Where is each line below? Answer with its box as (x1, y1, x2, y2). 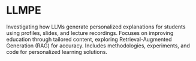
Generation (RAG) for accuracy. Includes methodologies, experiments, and (6, 42, 191, 49)
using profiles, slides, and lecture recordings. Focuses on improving (6, 29, 174, 36)
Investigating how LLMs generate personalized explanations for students (6, 23, 186, 30)
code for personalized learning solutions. (6, 48, 108, 55)
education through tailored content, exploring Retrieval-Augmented (6, 36, 172, 43)
